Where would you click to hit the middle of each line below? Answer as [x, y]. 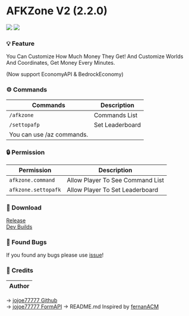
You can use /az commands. [49, 134]
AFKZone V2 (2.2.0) [57, 11]
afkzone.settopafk [35, 189]
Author [19, 286]
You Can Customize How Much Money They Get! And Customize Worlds [95, 56]
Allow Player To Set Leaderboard [113, 189]
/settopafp [24, 125]
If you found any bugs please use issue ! [55, 255]
